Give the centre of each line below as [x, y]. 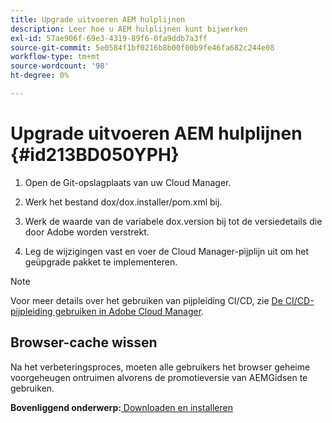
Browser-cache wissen [84, 342]
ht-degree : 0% [40, 76]
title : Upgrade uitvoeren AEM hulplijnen [98, 19]
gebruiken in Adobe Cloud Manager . [129, 311]
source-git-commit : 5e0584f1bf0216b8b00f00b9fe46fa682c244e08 [142, 47]
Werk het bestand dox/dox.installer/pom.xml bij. [123, 202]
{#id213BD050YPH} [95, 155]
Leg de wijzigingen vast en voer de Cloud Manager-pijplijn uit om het [167, 251]
